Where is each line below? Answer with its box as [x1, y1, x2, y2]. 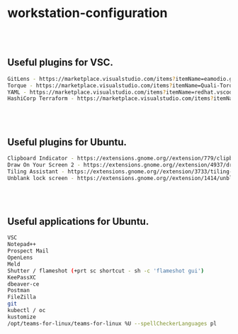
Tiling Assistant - [7, 168, 65, 175]
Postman [7, 287, 30, 294]
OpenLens [7, 254, 33, 261]
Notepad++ [7, 241, 37, 248]
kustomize [7, 313, 37, 321]
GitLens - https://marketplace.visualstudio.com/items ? [7, 75, 176, 82]
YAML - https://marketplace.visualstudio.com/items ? [7, 89, 166, 96]
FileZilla [7, 294, 37, 301]
